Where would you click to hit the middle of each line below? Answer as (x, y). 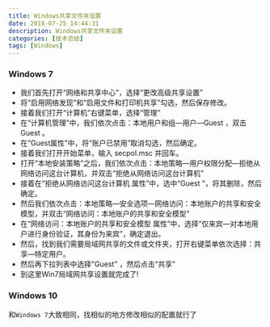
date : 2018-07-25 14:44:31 (54, 23)
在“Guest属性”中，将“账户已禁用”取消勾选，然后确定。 (111, 143)
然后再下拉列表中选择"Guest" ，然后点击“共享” (97, 264)
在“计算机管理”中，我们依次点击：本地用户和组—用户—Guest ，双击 (133, 123)
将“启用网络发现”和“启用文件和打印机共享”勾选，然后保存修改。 (126, 103)
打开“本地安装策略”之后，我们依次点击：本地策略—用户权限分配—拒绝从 (140, 163)
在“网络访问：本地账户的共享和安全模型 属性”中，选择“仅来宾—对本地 (136, 224)
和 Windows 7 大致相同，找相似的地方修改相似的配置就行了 (103, 314)
